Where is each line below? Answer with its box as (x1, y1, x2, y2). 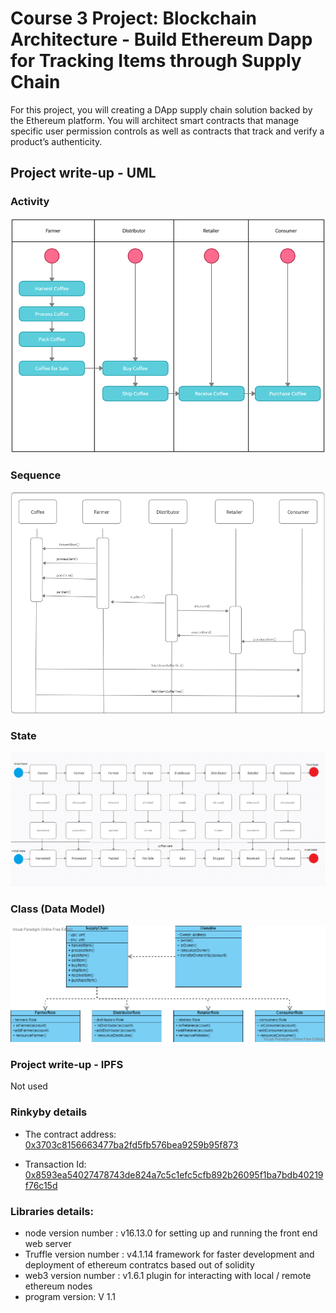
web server (24, 1237, 72, 1249)
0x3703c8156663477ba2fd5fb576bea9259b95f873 (24, 1138, 239, 1151)
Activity (10, 195, 50, 209)
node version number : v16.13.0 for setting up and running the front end (24, 1227, 318, 1239)
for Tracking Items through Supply (10, 50, 302, 72)
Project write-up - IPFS (10, 1057, 124, 1071)
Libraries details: (10, 1204, 94, 1218)
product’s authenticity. (10, 135, 103, 147)
